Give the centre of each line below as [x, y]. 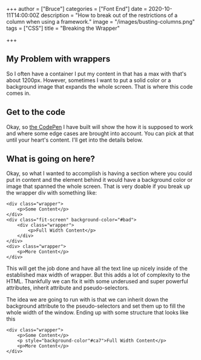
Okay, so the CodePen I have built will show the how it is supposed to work [100, 126]
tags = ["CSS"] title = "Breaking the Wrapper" [63, 28]
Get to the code [36, 112]
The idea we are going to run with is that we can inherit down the [87, 300]
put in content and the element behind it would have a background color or [99, 180]
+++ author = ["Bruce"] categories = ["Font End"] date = [77, 9]
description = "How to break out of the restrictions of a [109, 15]
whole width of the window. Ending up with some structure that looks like [97, 313]
